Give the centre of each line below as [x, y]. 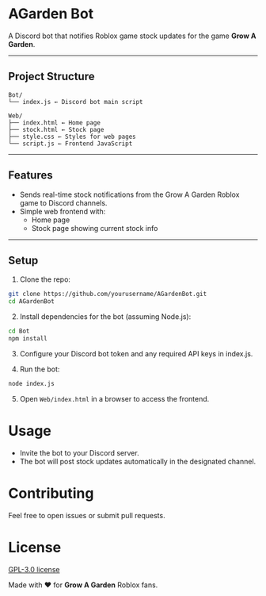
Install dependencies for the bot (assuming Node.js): [105, 317]
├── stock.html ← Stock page [56, 129]
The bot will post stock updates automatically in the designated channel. [138, 461]
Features [30, 175]
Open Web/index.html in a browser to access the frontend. [114, 398]
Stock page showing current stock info [95, 228]
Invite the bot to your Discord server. [80, 452]
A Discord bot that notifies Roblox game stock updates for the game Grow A [132, 36]
